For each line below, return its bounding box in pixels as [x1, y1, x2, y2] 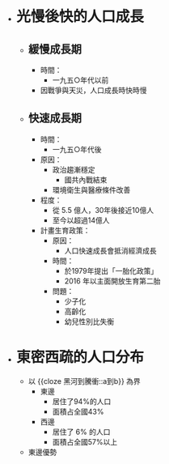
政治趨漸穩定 [52, 164, 95, 174]
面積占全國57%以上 [52, 436, 118, 446]
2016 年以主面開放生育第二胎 [64, 276, 161, 286]
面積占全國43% [52, 407, 104, 416]
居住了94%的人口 [52, 396, 112, 406]
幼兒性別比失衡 [64, 317, 115, 326]
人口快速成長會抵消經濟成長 [64, 245, 157, 255]
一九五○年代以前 [52, 75, 109, 85]
